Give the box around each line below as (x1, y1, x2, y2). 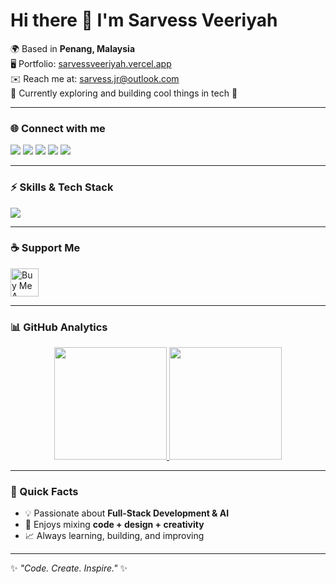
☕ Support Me (10, 241, 81, 255)
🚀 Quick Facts (10, 485, 79, 499)
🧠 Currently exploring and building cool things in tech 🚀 (10, 87, 238, 99)
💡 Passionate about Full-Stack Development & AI (24, 507, 230, 519)
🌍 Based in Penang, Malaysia (10, 42, 136, 54)
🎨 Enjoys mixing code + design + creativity (24, 519, 205, 531)
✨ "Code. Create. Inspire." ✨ (10, 562, 128, 574)
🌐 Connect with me (10, 121, 106, 135)
